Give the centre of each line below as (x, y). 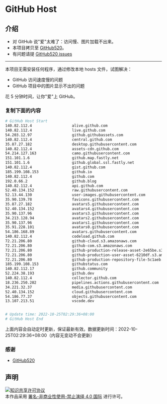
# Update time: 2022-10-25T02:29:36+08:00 (50, 314)
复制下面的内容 (23, 110)
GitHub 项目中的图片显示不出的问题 (48, 86)
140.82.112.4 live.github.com (55, 131)
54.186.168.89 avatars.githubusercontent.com (71, 232)
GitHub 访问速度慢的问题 (38, 80)
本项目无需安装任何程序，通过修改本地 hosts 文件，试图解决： (69, 69)
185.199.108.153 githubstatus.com (56, 264)
